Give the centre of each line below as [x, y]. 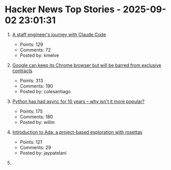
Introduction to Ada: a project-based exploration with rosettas [77, 132]
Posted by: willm [37, 122]
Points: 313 [31, 80]
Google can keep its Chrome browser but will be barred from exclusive [87, 65]
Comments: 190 [36, 86]
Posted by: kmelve [39, 55]
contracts [22, 71]
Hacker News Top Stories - [63, 9]
